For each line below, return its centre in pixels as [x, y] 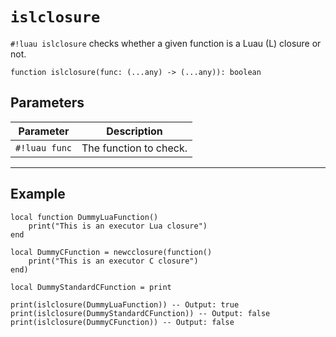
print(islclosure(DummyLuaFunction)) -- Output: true [125, 304]
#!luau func [44, 147]
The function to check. [134, 148]
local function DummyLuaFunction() [84, 217]
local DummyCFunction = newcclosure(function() [111, 252]
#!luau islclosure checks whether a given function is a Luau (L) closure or [166, 43]
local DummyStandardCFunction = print [91, 287]
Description [134, 131]
